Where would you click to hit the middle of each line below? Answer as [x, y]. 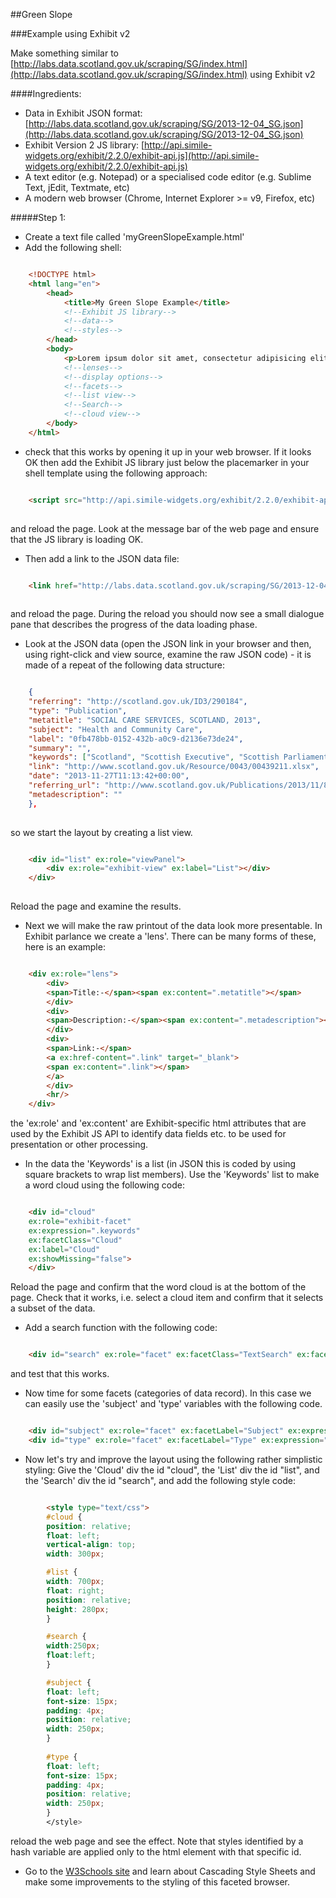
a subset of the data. [53, 1308]
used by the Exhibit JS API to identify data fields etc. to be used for [148, 1134]
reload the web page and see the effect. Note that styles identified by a [157, 1841]
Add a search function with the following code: [121, 1328]
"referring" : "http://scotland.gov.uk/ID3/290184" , [138, 702]
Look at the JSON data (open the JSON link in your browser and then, [168, 644]
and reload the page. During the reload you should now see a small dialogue [167, 614]
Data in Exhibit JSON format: [83, 113]
